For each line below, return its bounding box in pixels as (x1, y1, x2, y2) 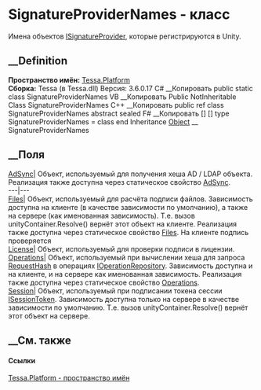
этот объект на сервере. (8, 311, 90, 320)
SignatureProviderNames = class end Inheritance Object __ (8, 116, 198, 127)
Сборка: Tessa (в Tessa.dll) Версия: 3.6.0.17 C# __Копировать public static (8, 83, 253, 93)
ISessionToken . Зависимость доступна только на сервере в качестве (8, 294, 240, 304)
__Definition (8, 54, 68, 68)
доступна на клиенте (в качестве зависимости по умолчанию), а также (8, 202, 248, 212)
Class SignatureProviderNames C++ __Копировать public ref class (8, 100, 225, 109)
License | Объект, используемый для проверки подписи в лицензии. (8, 244, 235, 253)
